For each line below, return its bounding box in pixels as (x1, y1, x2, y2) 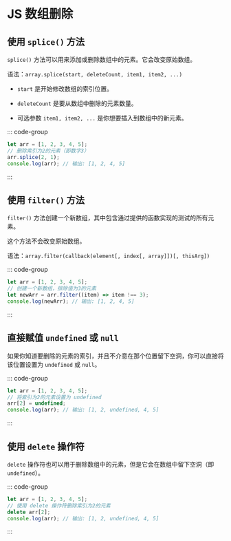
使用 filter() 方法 (7, 194, 85, 206)
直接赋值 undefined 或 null (7, 332, 119, 344)
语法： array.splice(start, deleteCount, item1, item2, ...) (7, 70, 183, 78)
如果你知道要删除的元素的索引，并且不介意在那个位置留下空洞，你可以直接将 (7, 352, 224, 360)
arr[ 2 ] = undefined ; (7, 400, 67, 407)
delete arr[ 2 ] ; (7, 509, 51, 516)
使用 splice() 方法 (7, 36, 85, 47)
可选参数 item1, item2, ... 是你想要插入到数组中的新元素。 (16, 114, 188, 122)
